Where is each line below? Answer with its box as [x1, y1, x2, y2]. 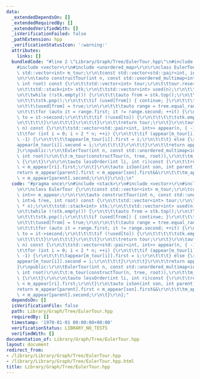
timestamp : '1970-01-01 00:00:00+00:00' [11, 319, 113, 325]
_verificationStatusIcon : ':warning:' [11, 42, 108, 48]
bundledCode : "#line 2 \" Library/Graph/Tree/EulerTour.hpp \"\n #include [11, 58, 193, 64]
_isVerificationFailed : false [11, 31, 86, 37]
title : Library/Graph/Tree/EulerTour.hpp [6, 363, 111, 370]
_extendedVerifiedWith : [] [11, 25, 79, 32]
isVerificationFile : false [11, 303, 79, 309]
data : [6, 8, 20, 15]
